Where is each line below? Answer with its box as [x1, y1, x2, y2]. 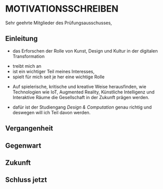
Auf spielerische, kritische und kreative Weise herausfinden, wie [12, 83, 146, 89]
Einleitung [5, 34, 38, 43]
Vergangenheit [5, 124, 53, 133]
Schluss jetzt [5, 175, 47, 184]
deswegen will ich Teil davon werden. [12, 109, 91, 115]
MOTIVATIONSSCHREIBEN [5, 3, 119, 15]
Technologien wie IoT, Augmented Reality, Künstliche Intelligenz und [12, 89, 155, 95]
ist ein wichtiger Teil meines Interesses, [12, 68, 95, 74]
